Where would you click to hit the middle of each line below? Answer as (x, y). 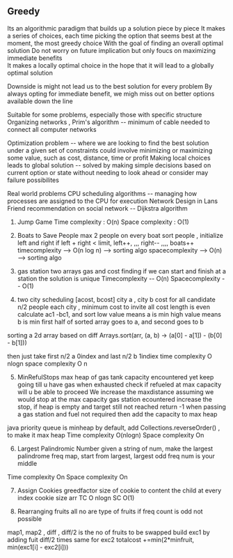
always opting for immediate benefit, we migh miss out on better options (111, 93)
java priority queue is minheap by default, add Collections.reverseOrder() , (114, 428)
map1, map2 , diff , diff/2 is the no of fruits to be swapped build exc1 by (109, 532)
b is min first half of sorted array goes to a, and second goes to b (110, 322)
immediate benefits (35, 58)
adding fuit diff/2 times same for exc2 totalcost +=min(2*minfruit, (101, 539)
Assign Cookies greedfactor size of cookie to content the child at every (119, 490)
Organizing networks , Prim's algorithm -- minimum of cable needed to (109, 122)
